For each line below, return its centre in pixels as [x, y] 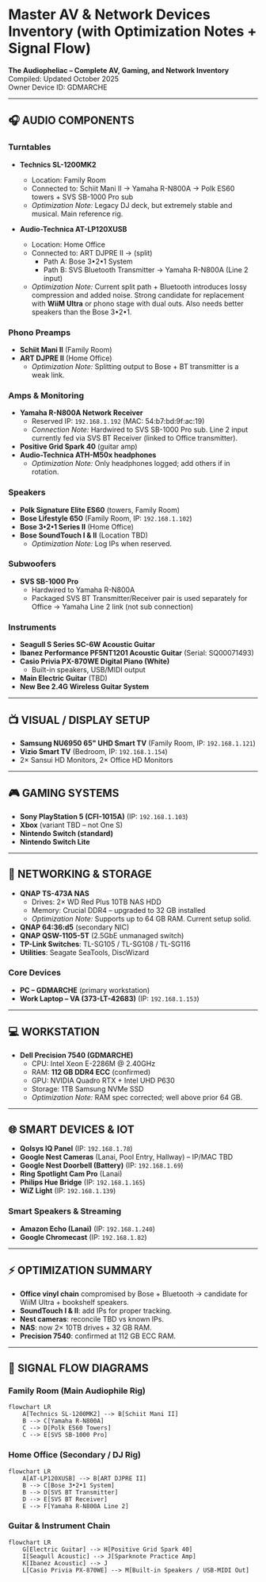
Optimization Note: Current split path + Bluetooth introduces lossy [139, 287]
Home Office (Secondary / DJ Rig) [74, 1455]
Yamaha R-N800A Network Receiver [81, 413]
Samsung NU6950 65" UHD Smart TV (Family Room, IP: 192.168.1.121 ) [137, 743]
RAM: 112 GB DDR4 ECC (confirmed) [91, 1072]
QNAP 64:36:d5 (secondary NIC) [74, 927]
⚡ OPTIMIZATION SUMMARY [80, 1270]
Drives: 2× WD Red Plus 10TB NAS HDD [96, 902]
